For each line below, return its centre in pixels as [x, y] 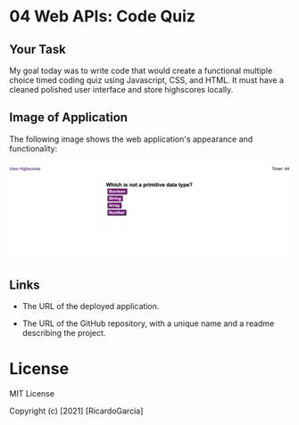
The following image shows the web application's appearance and [131, 139]
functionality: [33, 148]
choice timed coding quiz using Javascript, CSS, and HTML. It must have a [146, 80]
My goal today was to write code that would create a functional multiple [141, 70]
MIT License [32, 394]
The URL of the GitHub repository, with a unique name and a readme [148, 323]
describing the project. [64, 333]
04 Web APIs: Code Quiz [103, 16]
